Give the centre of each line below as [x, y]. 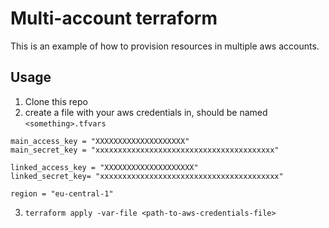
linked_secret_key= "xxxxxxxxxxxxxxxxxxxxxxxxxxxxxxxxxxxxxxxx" [147, 176]
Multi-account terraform [114, 18]
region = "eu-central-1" [62, 193]
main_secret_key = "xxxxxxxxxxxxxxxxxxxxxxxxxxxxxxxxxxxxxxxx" [145, 150]
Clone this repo [56, 101]
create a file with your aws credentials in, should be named [146, 112]
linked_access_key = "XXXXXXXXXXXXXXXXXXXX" [104, 167]
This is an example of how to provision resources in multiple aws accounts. [165, 46]
